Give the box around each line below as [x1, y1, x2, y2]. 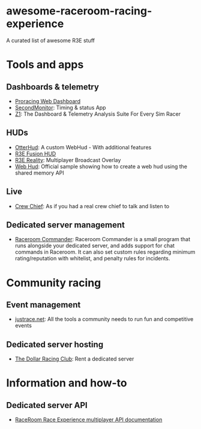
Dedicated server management [6, 220, 125, 230]
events [14, 322, 32, 329]
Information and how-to [6, 376, 127, 390]
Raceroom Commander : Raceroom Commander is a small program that [14, 236, 191, 243]
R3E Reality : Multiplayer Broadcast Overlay [14, 156, 121, 163]
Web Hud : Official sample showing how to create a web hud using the [14, 163, 188, 170]
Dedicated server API [6, 400, 88, 410]
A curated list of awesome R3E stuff [6, 37, 95, 44]
